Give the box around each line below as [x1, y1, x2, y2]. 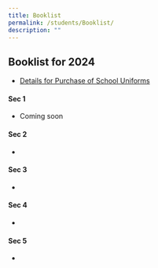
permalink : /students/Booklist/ [8, 19, 114, 27]
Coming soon [19, 112, 64, 121]
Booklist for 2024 [8, 55, 96, 68]
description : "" [8, 26, 61, 34]
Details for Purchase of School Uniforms [19, 76, 151, 86]
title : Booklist [8, 11, 61, 20]
